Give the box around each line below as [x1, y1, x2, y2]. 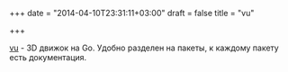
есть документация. [9, 52, 87, 62]
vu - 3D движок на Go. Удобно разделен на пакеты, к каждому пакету [9, 42, 279, 53]
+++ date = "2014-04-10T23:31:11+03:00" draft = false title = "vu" [9, 8, 255, 18]
